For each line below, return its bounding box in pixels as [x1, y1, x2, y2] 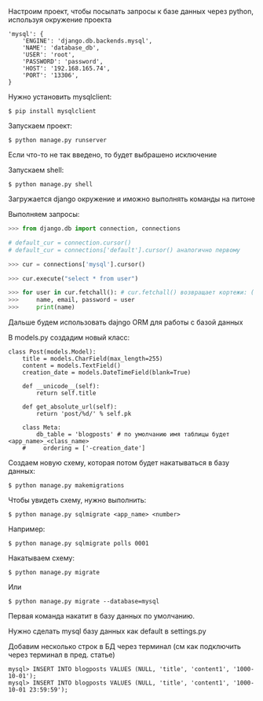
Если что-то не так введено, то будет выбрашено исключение [8, 150, 217, 160]
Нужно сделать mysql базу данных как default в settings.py [8, 626, 206, 636]
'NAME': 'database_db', [22, 44, 100, 52]
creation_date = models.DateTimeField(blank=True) [22, 369, 192, 376]
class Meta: [22, 424, 61, 431]
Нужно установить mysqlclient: [8, 92, 112, 101]
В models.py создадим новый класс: [8, 333, 130, 342]
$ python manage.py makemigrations [8, 482, 125, 490]
